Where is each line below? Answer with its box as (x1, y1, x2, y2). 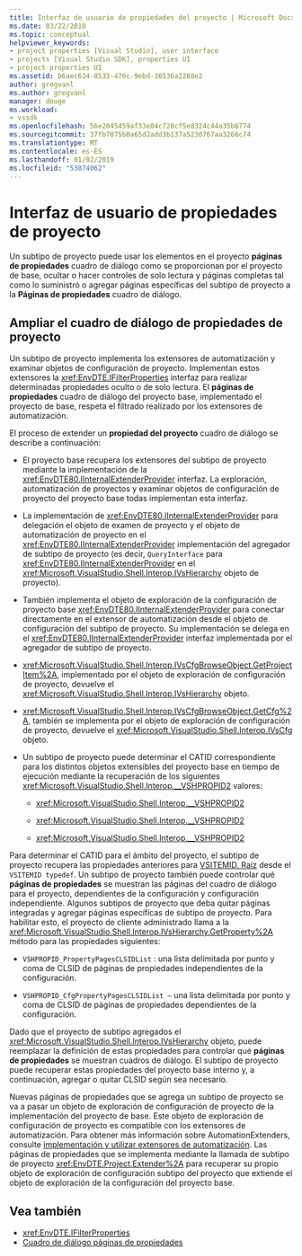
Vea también (9, 1203, 82, 1218)
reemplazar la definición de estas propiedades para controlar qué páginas (9, 1046, 285, 1057)
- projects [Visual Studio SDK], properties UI (9, 55, 191, 64)
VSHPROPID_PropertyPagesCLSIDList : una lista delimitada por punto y (22, 953, 275, 964)
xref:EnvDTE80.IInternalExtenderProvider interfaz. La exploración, (22, 473, 267, 485)
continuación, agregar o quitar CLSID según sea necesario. (9, 1075, 228, 1085)
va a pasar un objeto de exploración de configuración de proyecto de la (9, 1101, 274, 1112)
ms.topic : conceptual (9, 30, 91, 39)
